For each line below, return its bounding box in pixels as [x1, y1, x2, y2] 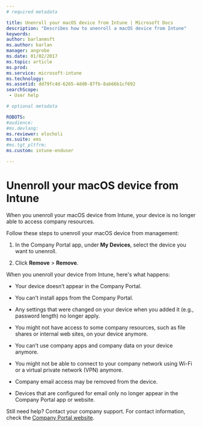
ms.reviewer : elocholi [6, 131, 63, 137]
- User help [8, 93, 39, 99]
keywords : [6, 31, 31, 37]
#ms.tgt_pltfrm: [6, 142, 47, 148]
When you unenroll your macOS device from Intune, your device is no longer [6, 211, 196, 218]
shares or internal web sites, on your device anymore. [14, 330, 148, 337]
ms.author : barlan [6, 42, 52, 48]
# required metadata [6, 8, 58, 15]
